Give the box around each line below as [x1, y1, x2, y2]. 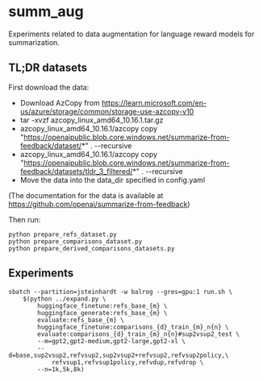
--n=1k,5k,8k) [37, 365, 85, 373]
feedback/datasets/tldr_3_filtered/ [19, 166, 133, 176]
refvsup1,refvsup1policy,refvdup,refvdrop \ [51, 358, 204, 367]
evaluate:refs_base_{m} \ [37, 316, 125, 324]
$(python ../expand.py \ [23, 295, 106, 303]
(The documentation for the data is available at [8, 190, 164, 200]
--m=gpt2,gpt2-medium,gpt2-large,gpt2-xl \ [37, 337, 186, 345]
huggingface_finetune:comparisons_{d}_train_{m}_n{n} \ [37, 323, 229, 331]
